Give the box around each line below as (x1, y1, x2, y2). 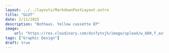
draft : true (5, 40, 30, 45)
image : (5, 26, 19, 31)
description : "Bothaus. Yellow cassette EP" (5, 21, 100, 27)
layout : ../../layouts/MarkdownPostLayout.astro (5, 7, 109, 13)
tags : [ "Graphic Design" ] (5, 36, 59, 41)
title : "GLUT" (5, 12, 35, 17)
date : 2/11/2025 (5, 17, 39, 22)
